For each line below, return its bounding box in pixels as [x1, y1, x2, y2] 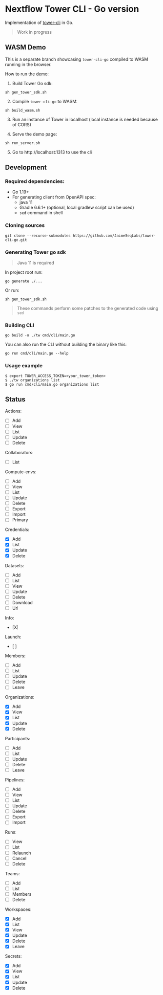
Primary [12, 517, 28, 523]
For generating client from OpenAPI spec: [12, 194, 96, 200]
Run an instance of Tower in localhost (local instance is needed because [12, 116, 158, 122]
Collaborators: [5, 449, 34, 455]
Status [5, 395, 26, 404]
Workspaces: [5, 906, 32, 912]
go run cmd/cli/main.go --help [5, 351, 69, 356]
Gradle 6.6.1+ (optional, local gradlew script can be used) [19, 204, 134, 211]
